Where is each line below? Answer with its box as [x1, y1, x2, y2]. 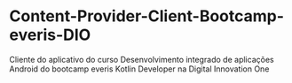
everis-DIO [9, 25, 91, 45]
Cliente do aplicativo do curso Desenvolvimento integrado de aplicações [9, 54, 274, 64]
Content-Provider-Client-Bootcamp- [9, 6, 285, 26]
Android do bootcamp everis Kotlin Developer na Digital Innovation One [9, 64, 270, 74]
